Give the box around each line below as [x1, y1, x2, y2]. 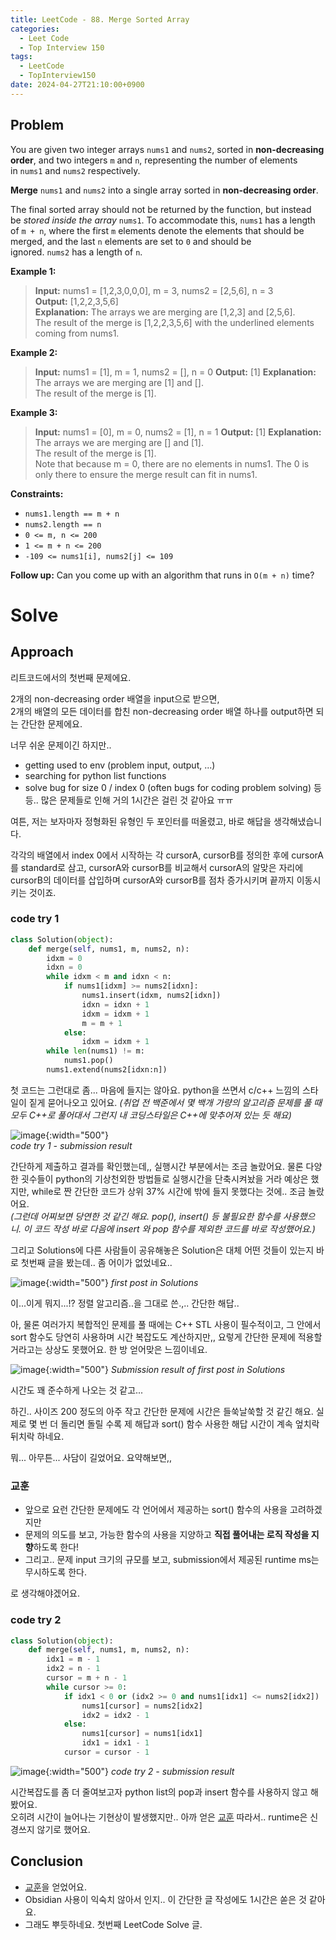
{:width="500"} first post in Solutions [45, 1276, 199, 1288]
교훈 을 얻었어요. [24, 1881, 87, 1893]
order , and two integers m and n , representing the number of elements [10, 154, 298, 166]
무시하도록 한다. [24, 1566, 87, 1578]
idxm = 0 [46, 953, 83, 963]
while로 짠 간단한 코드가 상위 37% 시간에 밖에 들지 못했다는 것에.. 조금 [31, 1185, 307, 1197]
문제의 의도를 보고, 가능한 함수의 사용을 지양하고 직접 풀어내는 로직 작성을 [24, 1529, 310, 1541]
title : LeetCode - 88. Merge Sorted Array [10, 14, 190, 25]
